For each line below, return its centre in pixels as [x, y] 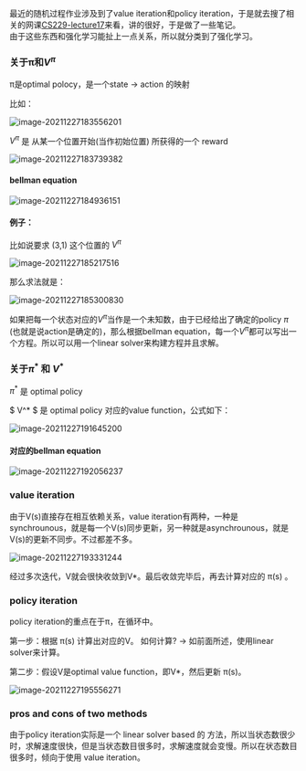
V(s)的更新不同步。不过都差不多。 [74, 539]
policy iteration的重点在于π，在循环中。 [84, 621]
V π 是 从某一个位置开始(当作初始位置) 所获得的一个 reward [119, 140]
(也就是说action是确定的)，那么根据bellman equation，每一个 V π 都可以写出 [149, 330]
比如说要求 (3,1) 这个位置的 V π [65, 244]
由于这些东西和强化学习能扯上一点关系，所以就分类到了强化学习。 [133, 36]
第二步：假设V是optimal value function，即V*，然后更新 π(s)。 [128, 671]
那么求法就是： [37, 282]
